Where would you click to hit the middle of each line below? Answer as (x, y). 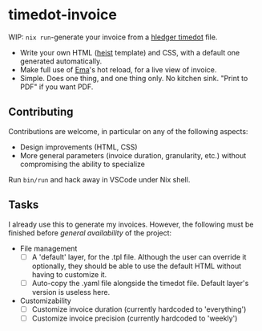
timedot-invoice (63, 15)
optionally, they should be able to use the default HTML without (137, 266)
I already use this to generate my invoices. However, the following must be (131, 224)
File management (48, 248)
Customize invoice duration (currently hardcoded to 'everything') (139, 309)
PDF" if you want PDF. (56, 87)
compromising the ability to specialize (83, 164)
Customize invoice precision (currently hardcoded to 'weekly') (135, 318)
